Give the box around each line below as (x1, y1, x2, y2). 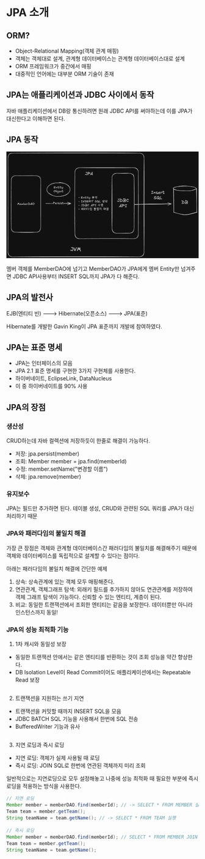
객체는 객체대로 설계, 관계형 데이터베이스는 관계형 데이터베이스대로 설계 (15, 55, 185, 62)
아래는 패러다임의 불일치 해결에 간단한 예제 (6, 565, 108, 572)
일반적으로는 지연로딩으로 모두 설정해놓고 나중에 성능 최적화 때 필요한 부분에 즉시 (6, 775, 199, 782)
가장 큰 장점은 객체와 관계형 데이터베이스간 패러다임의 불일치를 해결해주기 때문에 (6, 544, 197, 551)
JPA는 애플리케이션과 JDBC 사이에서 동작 (6, 90, 154, 100)
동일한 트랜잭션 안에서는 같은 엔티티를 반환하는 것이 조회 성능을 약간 (15, 653, 177, 660)
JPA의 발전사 (6, 292, 54, 303)
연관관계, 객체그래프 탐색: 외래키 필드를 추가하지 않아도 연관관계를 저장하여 (15, 585, 193, 593)
